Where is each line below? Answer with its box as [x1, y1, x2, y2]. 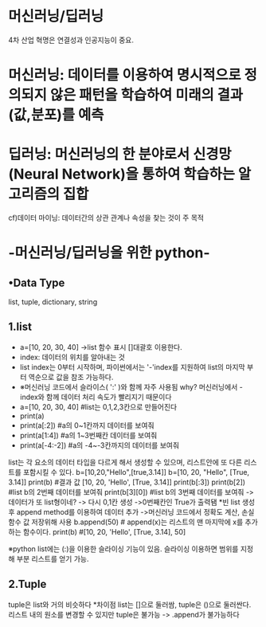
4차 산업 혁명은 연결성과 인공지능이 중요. [8, 35, 134, 45]
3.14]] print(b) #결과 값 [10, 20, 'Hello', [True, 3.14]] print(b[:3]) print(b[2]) [8, 477, 245, 487]
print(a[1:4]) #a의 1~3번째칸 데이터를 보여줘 [19, 430, 158, 440]
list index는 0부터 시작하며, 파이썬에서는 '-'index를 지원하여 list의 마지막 [19, 362, 245, 371]
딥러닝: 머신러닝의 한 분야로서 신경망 [8, 145, 233, 163]
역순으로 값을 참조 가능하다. [28, 372, 114, 382]
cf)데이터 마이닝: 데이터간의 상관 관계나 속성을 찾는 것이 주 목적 [8, 213, 205, 223]
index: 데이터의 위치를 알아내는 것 [19, 352, 125, 362]
